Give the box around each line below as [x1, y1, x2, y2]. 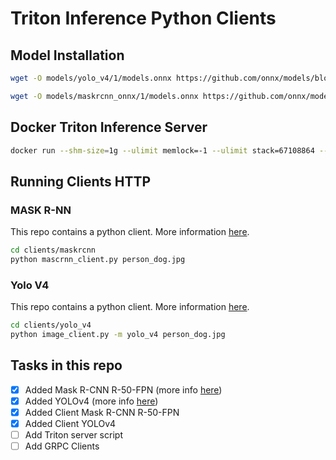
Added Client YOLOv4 [24, 417, 117, 429]
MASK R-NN [10, 203, 72, 217]
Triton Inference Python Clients [10, 7, 277, 30]
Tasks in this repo [10, 357, 123, 374]
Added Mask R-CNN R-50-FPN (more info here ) [24, 383, 223, 396]
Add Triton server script [24, 428, 123, 441]
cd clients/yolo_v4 [10, 320, 92, 331]
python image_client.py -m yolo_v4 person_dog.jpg [10, 330, 226, 340]
